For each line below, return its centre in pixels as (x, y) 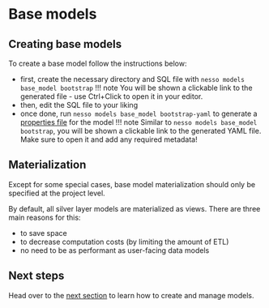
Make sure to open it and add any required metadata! (109, 139)
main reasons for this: (45, 217)
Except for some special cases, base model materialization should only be (132, 184)
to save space (43, 233)
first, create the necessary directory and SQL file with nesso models (132, 79)
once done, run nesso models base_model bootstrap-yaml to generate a (139, 113)
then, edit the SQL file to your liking (79, 105)
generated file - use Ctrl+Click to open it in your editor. (111, 96)
